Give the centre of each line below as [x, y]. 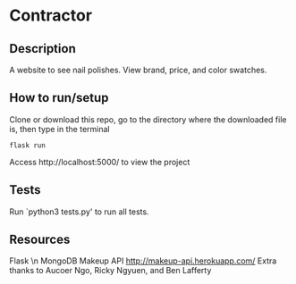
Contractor [51, 16]
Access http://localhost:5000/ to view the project [100, 162]
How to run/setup [59, 98]
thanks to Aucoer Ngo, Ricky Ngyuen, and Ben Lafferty [110, 271]
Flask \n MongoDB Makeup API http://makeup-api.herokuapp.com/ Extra [143, 261]
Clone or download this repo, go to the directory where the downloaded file [148, 119]
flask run [28, 145]
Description [42, 49]
